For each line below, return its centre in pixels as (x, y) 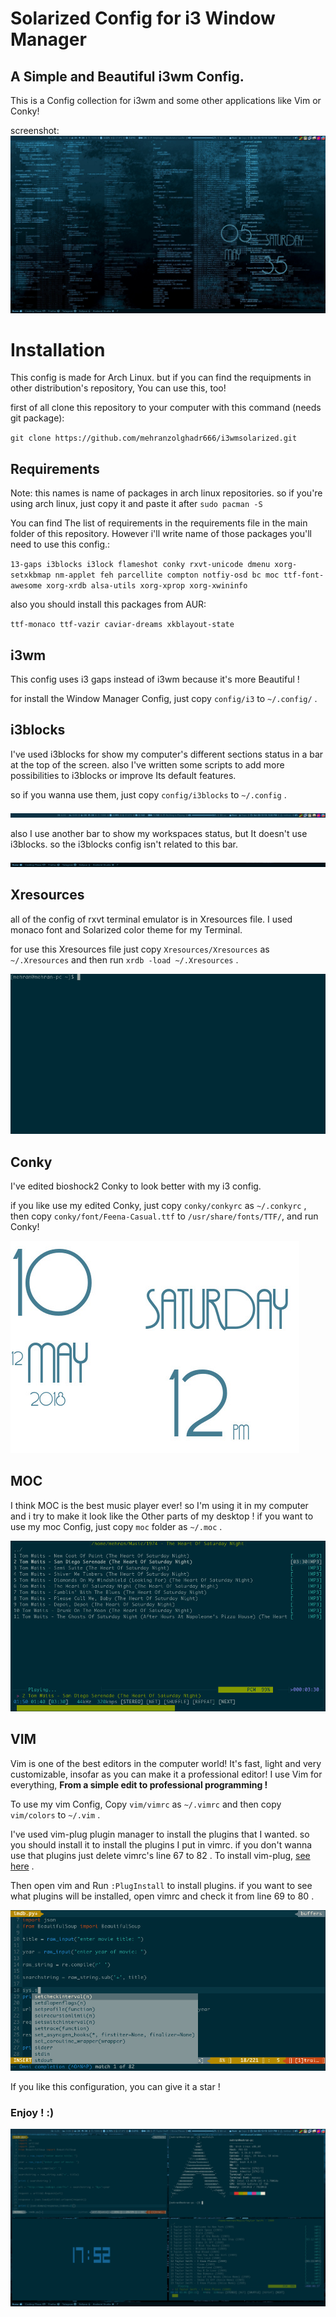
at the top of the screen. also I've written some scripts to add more (147, 764)
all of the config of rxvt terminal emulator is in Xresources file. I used (151, 919)
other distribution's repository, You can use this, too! (118, 388)
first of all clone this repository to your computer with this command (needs (166, 408)
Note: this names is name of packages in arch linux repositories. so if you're (166, 493)
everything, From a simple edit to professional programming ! (139, 1784)
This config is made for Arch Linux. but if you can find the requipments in (161, 378)
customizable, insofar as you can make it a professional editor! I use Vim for (166, 1774)
